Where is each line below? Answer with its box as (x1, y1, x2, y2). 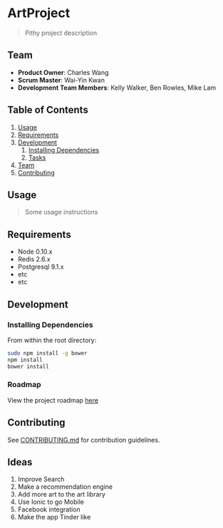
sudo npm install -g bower (7, 349, 88, 357)
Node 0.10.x (17, 247, 53, 256)
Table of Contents (7, 104, 89, 116)
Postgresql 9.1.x (17, 262, 64, 271)
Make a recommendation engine (17, 482, 113, 491)
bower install (7, 363, 50, 370)
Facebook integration (17, 505, 81, 514)
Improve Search (17, 475, 65, 484)
